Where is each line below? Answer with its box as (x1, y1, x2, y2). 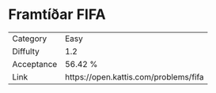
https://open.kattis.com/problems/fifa (64, 71, 204, 82)
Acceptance (12, 58, 58, 69)
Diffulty (12, 46, 40, 57)
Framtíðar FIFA (8, 6, 106, 24)
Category (12, 33, 47, 44)
